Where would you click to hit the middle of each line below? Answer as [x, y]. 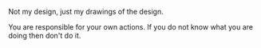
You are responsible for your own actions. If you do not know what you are [131, 27]
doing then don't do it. [45, 36]
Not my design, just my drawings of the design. [86, 12]
